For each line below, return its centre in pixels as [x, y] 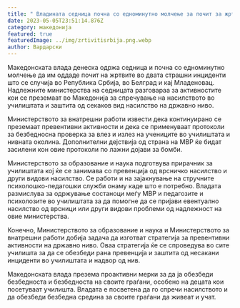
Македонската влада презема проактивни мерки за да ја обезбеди [110, 274]
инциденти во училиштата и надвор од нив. [74, 260]
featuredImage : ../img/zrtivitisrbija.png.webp [80, 41]
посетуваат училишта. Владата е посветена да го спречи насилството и [118, 289]
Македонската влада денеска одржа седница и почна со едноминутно [116, 67]
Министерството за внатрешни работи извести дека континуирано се [115, 119]
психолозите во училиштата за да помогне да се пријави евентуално [113, 201]
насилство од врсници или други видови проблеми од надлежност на [115, 209]
